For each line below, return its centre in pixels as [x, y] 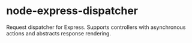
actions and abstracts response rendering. [58, 33]
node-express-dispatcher [72, 11]
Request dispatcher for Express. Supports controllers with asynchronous [96, 27]
